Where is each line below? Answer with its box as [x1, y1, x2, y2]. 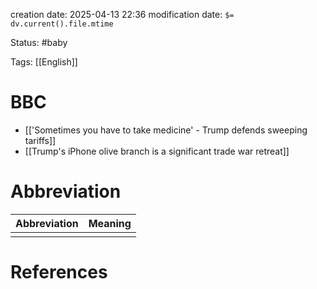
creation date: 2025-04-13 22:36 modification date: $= [10, 9, 235, 20]
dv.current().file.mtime [10, 19, 114, 29]
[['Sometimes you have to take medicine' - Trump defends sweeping [24, 124, 308, 136]
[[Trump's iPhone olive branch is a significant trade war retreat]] [24, 145, 290, 157]
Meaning [88, 216, 132, 230]
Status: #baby [10, 37, 68, 48]
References [10, 261, 108, 284]
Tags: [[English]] [10, 56, 78, 68]
